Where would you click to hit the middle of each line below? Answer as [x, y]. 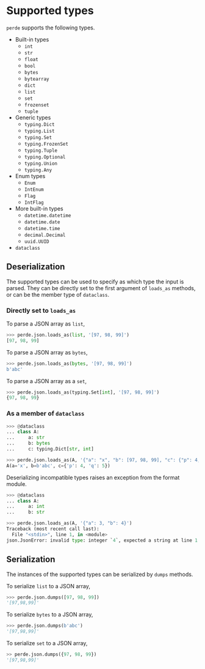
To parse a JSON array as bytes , [47, 352]
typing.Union [41, 163]
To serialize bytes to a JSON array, [50, 615]
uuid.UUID [37, 241]
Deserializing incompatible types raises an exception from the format [93, 477]
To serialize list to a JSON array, [48, 586]
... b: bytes [28, 443]
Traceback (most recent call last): [53, 529]
